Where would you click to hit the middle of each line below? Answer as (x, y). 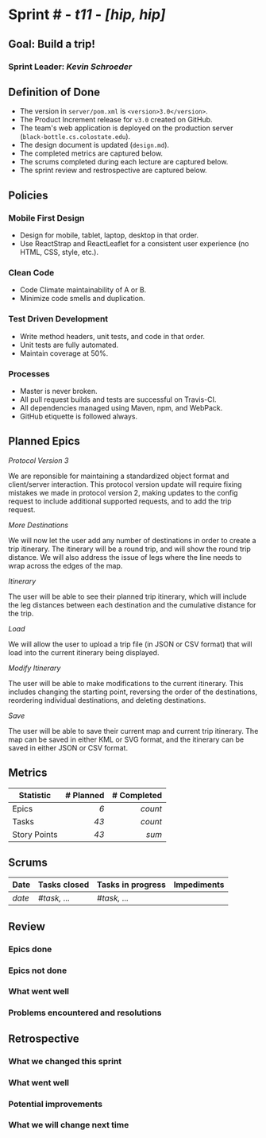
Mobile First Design (46, 218)
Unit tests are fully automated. (69, 345)
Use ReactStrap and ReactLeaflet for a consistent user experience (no (134, 243)
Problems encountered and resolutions (85, 1013)
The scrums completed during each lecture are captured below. (124, 162)
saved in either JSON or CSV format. (68, 747)
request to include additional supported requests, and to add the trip (120, 501)
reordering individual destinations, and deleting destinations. (107, 700)
